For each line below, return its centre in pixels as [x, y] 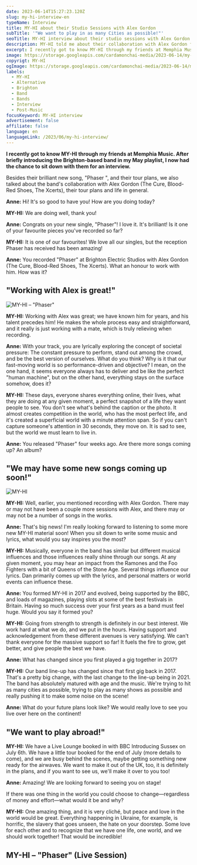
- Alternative [28, 83]
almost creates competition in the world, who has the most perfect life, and [97, 413]
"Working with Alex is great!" [61, 290]
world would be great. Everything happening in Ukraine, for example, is [92, 818]
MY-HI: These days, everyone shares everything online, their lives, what [93, 395]
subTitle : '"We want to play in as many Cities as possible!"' [85, 33]
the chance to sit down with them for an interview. [68, 166]
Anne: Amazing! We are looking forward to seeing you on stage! [84, 783]
